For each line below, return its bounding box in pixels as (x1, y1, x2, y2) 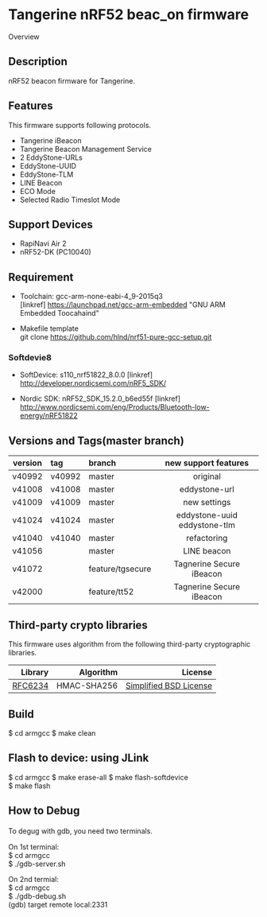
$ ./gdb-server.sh (8, 859, 66, 868)
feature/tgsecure (88, 563, 152, 574)
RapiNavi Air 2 (19, 239, 67, 248)
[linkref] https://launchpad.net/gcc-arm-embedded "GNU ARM (19, 300, 226, 309)
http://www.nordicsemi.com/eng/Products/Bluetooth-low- (19, 402, 211, 412)
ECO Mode (19, 186, 56, 196)
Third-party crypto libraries (8, 618, 149, 631)
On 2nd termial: (8, 874, 60, 884)
